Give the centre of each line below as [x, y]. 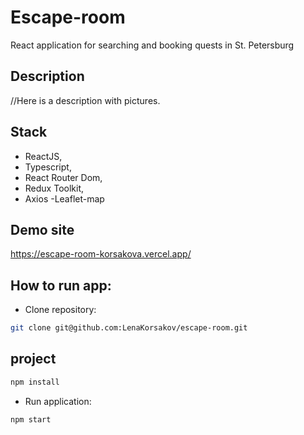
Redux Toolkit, [54, 188]
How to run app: [61, 285]
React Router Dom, [63, 177]
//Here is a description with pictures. [85, 100]
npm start [31, 419]
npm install [35, 382]
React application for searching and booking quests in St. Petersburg [152, 45]
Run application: [58, 401]
